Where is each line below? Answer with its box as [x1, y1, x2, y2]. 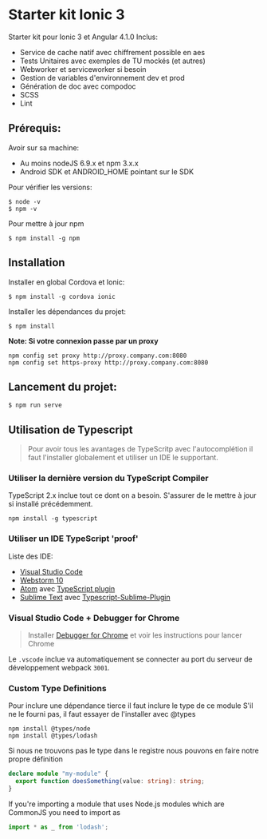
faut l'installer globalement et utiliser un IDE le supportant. [27, 453, 219, 463]
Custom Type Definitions [8, 683, 107, 694]
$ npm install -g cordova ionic [8, 292, 116, 300]
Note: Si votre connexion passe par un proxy [8, 336, 159, 345]
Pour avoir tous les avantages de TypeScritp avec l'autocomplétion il [27, 444, 253, 454]
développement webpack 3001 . [8, 663, 110, 673]
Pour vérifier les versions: [8, 182, 93, 192]
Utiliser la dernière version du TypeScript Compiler [8, 473, 209, 484]
